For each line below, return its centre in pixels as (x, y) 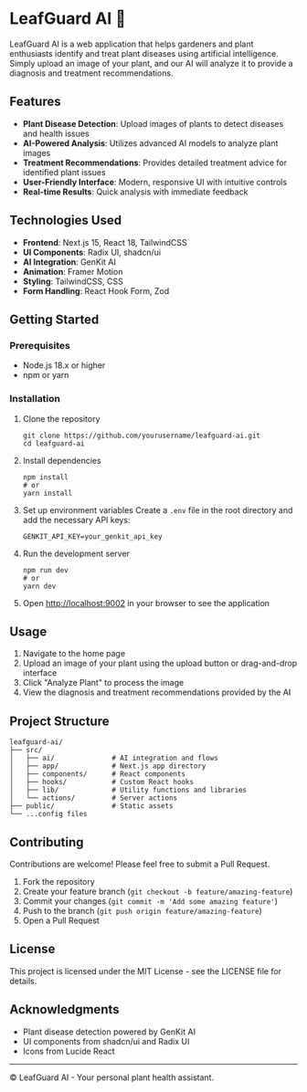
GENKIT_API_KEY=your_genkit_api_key (92, 536)
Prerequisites (40, 345)
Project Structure (59, 721)
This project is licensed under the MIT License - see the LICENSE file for (145, 971)
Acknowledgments (65, 1009)
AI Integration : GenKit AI (69, 262)
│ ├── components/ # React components (97, 774)
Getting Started (54, 319)
